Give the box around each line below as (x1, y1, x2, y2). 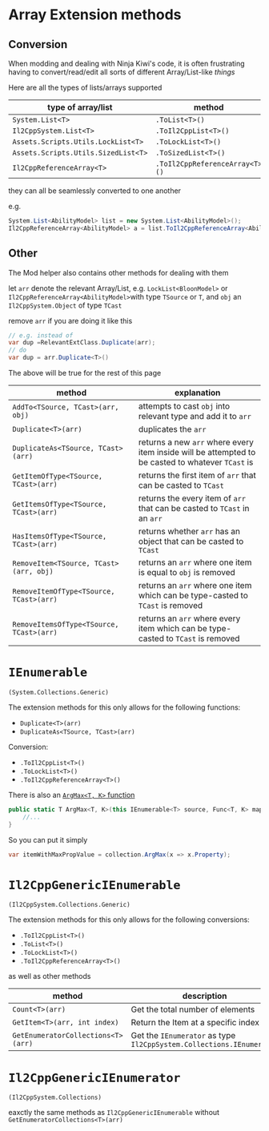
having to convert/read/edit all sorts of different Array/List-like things (8, 67, 235, 77)
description (182, 991, 227, 1002)
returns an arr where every (139, 613, 241, 624)
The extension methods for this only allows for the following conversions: (8, 915, 250, 924)
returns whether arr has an (139, 526, 241, 537)
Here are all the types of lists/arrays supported (8, 83, 163, 92)
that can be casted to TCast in (139, 503, 250, 514)
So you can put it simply (8, 835, 88, 844)
